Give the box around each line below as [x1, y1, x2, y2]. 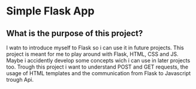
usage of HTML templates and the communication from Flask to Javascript [6, 70, 191, 76]
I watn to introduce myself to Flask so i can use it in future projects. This [6, 44, 184, 51]
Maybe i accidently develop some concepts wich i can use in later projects [6, 57, 191, 64]
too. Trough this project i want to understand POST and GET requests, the [6, 63, 189, 70]
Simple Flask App [6, 4, 95, 18]
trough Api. [6, 76, 34, 83]
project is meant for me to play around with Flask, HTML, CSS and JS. [6, 51, 179, 58]
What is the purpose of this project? [6, 28, 143, 38]
